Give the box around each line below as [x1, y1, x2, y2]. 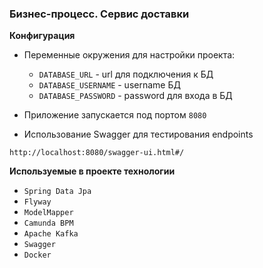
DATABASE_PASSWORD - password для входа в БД [38, 90, 233, 102]
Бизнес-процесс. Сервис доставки [9, 7, 190, 21]
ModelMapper [23, 208, 74, 218]
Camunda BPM [23, 218, 74, 229]
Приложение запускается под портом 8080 [23, 109, 207, 121]
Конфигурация [9, 30, 76, 42]
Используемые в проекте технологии [9, 165, 176, 177]
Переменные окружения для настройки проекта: [23, 49, 236, 61]
